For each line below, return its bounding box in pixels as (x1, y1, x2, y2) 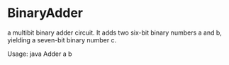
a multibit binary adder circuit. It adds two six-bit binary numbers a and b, (7, 28, 222, 37)
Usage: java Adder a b (7, 49, 72, 58)
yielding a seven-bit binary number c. (7, 35, 117, 44)
